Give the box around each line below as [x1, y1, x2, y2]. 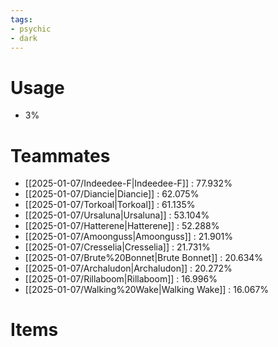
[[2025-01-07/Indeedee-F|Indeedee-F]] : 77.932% [24, 177, 233, 190]
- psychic [10, 24, 52, 34]
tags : [10, 14, 33, 25]
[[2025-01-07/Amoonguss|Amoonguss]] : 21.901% [24, 231, 233, 243]
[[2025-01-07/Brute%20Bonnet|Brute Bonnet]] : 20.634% [24, 252, 264, 264]
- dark [10, 33, 38, 43]
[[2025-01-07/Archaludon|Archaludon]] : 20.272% [24, 262, 233, 275]
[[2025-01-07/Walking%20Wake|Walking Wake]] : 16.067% [24, 284, 270, 296]
